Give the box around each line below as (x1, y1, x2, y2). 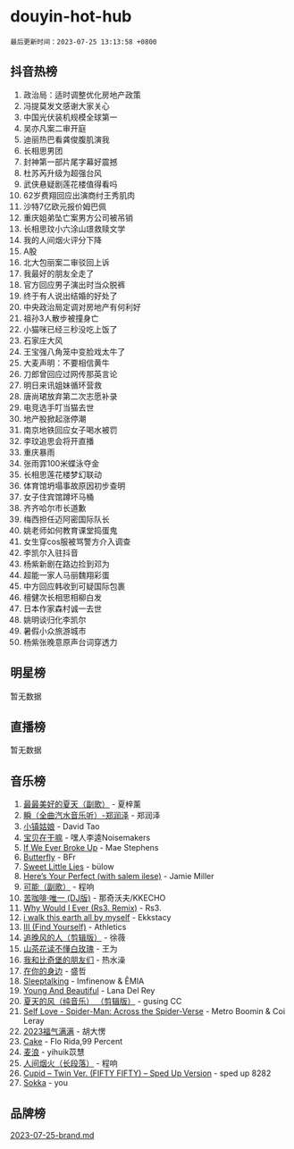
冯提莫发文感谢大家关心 (22, 100, 110, 111)
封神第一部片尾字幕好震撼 (22, 156, 118, 167)
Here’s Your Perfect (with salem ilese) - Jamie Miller (22, 871, 214, 882)
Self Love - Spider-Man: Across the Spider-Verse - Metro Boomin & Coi (22, 1006, 285, 1017)
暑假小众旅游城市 (22, 625, 87, 636)
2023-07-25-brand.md (10, 1130, 95, 1140)
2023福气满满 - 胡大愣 (22, 1026, 106, 1037)
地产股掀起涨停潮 (22, 413, 87, 424)
